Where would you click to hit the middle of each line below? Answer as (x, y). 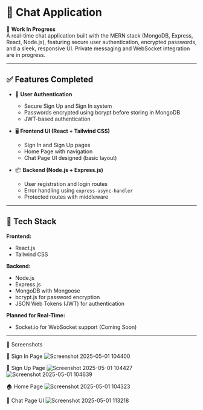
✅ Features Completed (50, 80)
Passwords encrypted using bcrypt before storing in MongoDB (102, 112)
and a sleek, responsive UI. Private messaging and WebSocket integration (98, 48)
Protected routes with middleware (66, 197)
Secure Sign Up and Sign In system (68, 106)
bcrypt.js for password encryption (57, 297)
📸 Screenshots (24, 344)
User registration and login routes (66, 184)
